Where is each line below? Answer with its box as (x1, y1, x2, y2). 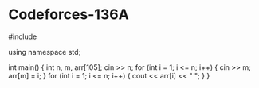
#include (8, 32, 37, 41)
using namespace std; (8, 47, 81, 56)
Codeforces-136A (8, 6, 129, 24)
